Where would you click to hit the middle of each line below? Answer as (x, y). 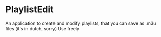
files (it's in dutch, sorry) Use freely (43, 28)
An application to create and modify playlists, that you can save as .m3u (81, 23)
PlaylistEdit (30, 9)
